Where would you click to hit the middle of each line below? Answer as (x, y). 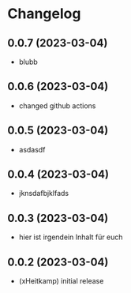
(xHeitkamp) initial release (61, 281)
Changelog (44, 14)
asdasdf (32, 149)
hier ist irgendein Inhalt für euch (71, 237)
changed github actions (57, 105)
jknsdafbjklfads (43, 193)
